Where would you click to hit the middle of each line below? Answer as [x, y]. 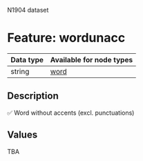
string [20, 71]
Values [22, 135]
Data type [27, 59]
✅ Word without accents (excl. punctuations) [71, 113]
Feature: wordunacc [66, 38]
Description [33, 96]
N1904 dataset [28, 10]
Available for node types [92, 59]
